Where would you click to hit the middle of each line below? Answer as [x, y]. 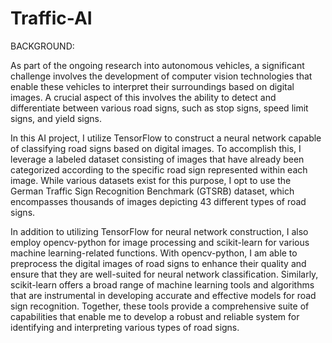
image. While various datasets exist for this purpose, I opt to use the [151, 180]
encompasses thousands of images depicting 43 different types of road [158, 201]
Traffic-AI [51, 18]
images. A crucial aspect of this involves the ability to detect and [143, 97]
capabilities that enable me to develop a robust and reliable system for [155, 316]
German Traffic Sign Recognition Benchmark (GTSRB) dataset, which [152, 191]
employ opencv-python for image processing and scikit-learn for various [160, 242]
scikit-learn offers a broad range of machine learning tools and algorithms [162, 284]
